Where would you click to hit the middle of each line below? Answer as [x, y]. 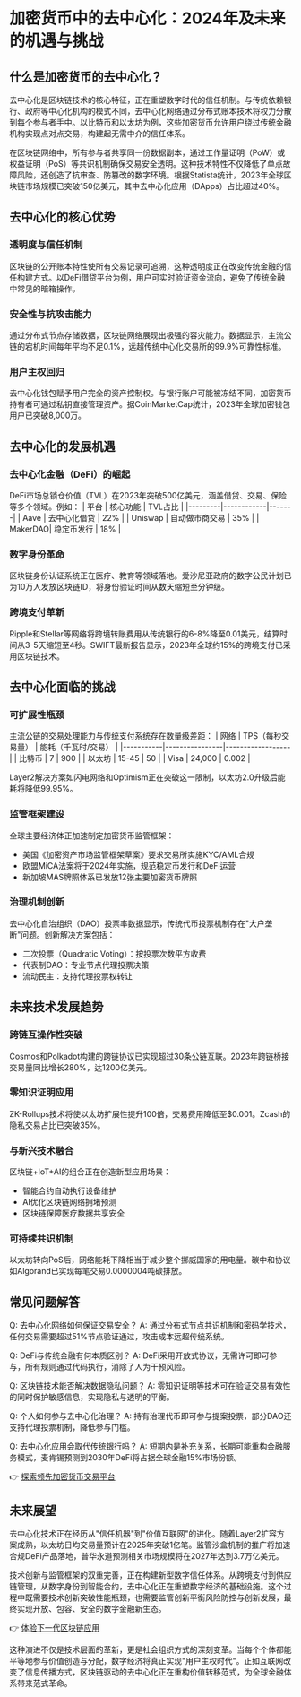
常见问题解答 [45, 1302]
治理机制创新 [37, 902]
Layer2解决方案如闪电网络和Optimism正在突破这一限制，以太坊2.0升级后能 [147, 777]
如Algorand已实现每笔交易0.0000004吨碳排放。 [98, 1271]
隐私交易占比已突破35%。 [57, 1125]
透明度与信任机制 [46, 245]
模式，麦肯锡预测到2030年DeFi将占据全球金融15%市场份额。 [129, 1458]
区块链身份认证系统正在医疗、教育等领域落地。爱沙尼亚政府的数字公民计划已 [150, 576]
